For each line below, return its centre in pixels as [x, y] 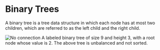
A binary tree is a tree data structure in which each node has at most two [80, 23]
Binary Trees [32, 9]
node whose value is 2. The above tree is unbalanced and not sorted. [76, 43]
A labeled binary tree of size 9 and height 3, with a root [98, 38]
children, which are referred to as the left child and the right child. [73, 28]
